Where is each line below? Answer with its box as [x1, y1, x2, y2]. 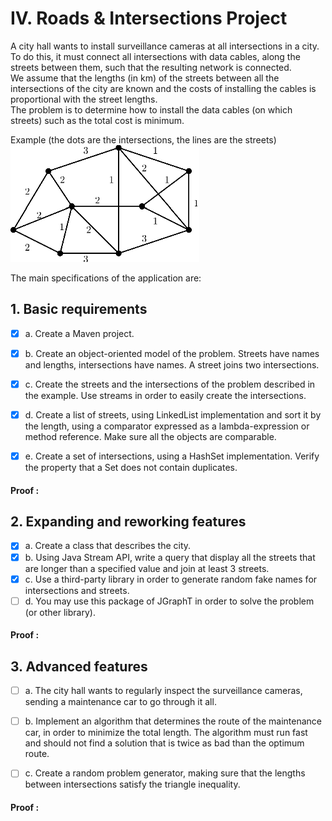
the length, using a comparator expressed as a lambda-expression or [24, 420, 310, 432]
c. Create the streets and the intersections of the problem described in [24, 378, 316, 390]
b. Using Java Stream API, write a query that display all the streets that [24, 551, 316, 563]
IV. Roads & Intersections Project [10, 7, 288, 30]
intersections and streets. [24, 584, 130, 596]
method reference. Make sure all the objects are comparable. [24, 431, 277, 442]
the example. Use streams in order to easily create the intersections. [24, 389, 307, 401]
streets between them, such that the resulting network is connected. [10, 61, 292, 73]
